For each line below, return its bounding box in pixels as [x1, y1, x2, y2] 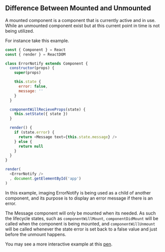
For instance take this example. [5, 37, 69, 43]
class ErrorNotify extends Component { [5, 61, 88, 66]
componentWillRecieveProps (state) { [9, 107, 86, 112]
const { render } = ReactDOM [5, 52, 66, 57]
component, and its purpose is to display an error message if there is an [5, 195, 153, 201]
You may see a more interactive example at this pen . [5, 241, 113, 247]
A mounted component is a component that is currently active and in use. [5, 17, 156, 23]
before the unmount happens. [5, 231, 66, 237]
